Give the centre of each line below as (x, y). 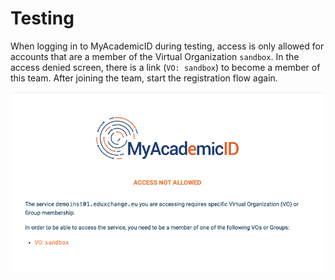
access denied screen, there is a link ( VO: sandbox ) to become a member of (165, 67)
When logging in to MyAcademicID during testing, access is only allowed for (167, 46)
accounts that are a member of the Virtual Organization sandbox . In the (155, 56)
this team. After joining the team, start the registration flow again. (144, 78)
